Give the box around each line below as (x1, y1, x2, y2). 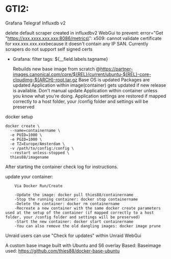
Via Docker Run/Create (14, 183, 63, 189)
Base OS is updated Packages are (78, 76, 150, 83)
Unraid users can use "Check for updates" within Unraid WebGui (5, 232, 142, 239)
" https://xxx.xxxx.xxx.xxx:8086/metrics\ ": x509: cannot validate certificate (5, 35, 162, 41)
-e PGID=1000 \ (10, 137, 42, 142)
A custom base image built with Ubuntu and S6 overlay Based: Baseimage (5, 242, 161, 248)
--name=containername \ (10, 128, 60, 133)
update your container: (5, 173, 54, 179)
